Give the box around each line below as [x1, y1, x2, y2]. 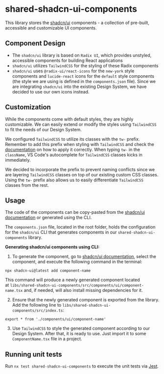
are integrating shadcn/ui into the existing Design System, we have [12, 84, 147, 89]
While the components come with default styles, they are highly [5, 116, 134, 122]
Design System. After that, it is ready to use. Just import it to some [12, 331, 146, 337]
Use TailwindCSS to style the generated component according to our [12, 325, 150, 331]
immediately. [5, 157, 31, 163]
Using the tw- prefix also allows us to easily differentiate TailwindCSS [5, 177, 143, 183]
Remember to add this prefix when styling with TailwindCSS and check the [5, 141, 154, 147]
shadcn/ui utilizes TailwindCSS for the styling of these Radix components [12, 62, 159, 68]
